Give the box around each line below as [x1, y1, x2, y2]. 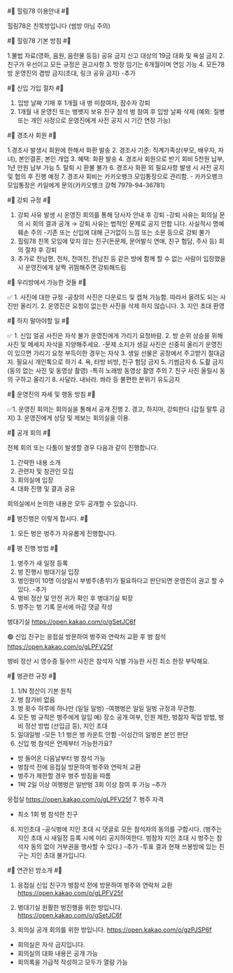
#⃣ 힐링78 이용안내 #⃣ [7, 7, 70, 15]
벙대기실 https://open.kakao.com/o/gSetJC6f [7, 617, 136, 626]
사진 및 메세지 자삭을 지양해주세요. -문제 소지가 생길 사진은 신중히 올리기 [7, 340, 204, 349]
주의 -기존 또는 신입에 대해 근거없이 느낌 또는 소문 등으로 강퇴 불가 [30, 228, 211, 237]
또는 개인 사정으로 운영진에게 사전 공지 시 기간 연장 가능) [17, 116, 171, 125]
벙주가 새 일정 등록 [17, 559, 69, 567]
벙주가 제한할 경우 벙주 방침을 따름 [17, 771, 111, 780]
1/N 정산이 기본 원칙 [17, 687, 72, 695]
